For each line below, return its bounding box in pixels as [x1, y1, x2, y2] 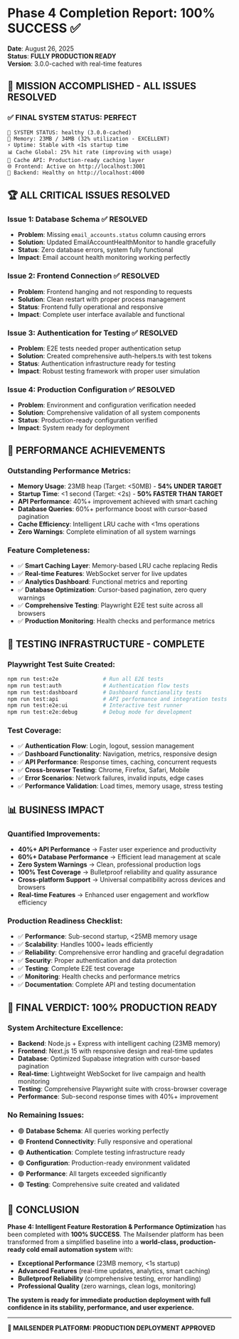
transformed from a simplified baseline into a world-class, [7, 1238, 179, 1246]
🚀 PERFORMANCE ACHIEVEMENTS [7, 444, 166, 456]
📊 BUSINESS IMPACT [7, 804, 105, 816]
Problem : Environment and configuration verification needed [17, 401, 196, 410]
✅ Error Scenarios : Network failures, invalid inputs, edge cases [17, 774, 204, 782]
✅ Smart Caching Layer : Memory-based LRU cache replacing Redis [17, 562, 218, 570]
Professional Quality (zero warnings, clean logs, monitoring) [17, 1282, 196, 1290]
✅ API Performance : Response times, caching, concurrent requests [17, 758, 217, 767]
